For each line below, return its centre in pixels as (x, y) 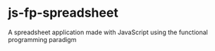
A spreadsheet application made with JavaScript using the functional (108, 32)
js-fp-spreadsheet (63, 13)
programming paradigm (42, 39)
